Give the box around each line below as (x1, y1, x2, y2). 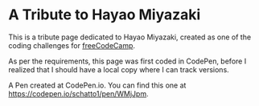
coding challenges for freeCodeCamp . (8, 40, 135, 50)
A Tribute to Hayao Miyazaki (8, 6, 201, 24)
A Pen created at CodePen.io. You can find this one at (8, 80, 187, 90)
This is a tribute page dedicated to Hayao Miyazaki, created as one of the (8, 32, 252, 42)
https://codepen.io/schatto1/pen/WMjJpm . (8, 88, 149, 98)
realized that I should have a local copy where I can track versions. (8, 64, 229, 74)
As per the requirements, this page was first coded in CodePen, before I (8, 56, 247, 66)
